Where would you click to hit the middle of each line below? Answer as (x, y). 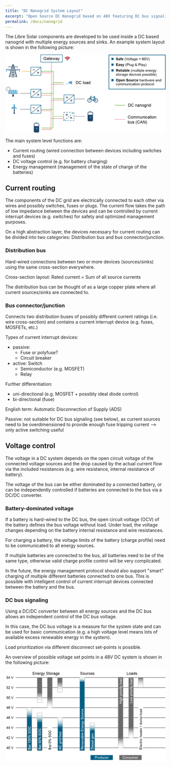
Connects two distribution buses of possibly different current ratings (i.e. (82, 316)
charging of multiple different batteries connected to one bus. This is (77, 576)
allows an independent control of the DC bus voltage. (61, 617)
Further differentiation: (29, 384)
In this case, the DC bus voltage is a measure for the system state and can (83, 626)
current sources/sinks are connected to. (47, 292)
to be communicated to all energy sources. (50, 546)
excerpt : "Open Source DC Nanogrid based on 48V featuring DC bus (77, 16)
